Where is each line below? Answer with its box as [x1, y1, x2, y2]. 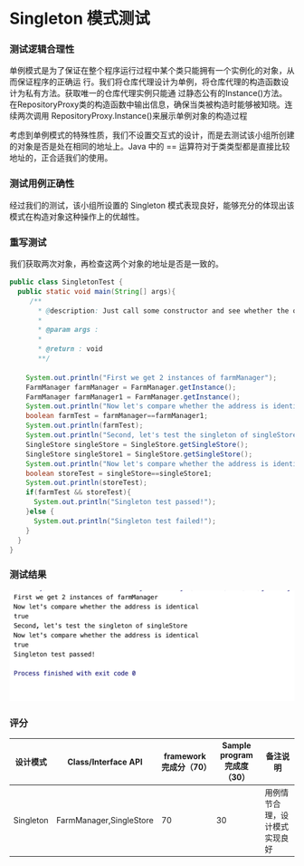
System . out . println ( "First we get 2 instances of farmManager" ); [25, 373, 278, 382]
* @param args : [37, 326, 100, 335]
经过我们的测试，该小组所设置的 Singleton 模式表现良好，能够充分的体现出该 [9, 199, 295, 210]
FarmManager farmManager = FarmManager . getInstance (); [25, 383, 237, 392]
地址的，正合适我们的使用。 [9, 152, 113, 163]
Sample [222, 740, 252, 751]
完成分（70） [161, 761, 212, 772]
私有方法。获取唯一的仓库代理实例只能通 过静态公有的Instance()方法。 [24, 88, 288, 99]
